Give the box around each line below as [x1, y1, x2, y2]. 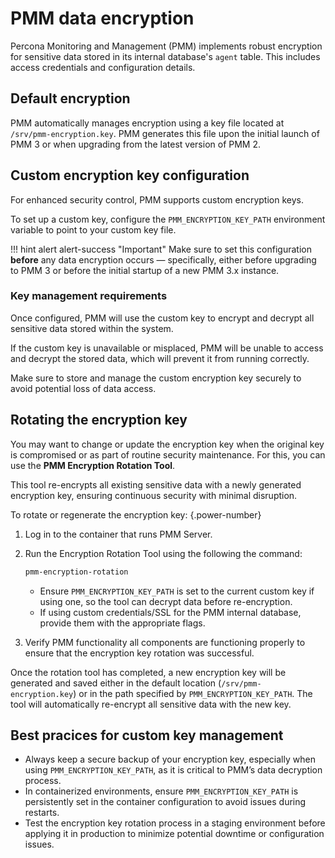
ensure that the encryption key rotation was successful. [24, 647, 255, 659]
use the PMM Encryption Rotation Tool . [10, 459, 176, 471]
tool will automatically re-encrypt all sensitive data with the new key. [10, 698, 292, 710]
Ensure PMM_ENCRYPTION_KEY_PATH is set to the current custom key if [39, 585, 315, 597]
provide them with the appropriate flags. [39, 617, 206, 629]
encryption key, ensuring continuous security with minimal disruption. [10, 489, 298, 501]
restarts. [24, 807, 60, 819]
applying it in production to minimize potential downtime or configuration [24, 828, 325, 840]
